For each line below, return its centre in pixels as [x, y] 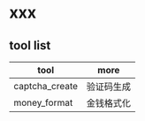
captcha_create [46, 86]
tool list [30, 45]
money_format [43, 102]
